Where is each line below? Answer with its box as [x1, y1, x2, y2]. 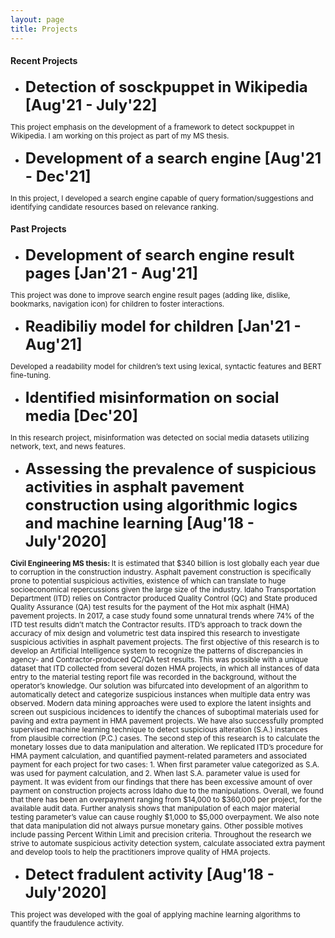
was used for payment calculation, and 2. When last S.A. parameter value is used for [10, 768, 301, 778]
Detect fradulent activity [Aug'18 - [24, 864, 275, 884]
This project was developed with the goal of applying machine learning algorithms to [10, 909, 301, 920]
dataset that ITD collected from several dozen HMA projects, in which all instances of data [10, 663, 320, 673]
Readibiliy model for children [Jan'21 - [24, 316, 302, 336]
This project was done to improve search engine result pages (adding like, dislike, [10, 290, 291, 300]
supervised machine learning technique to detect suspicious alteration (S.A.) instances [10, 724, 308, 735]
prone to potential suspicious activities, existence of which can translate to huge [10, 576, 287, 586]
